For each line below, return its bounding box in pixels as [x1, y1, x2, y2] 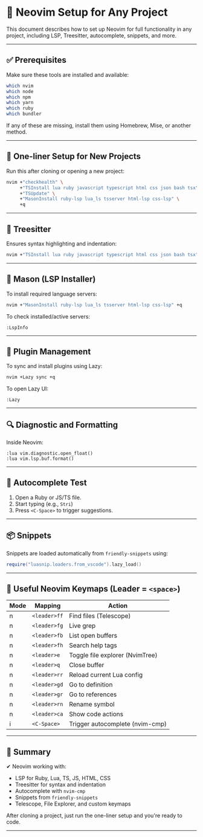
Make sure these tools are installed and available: [6, 71, 129, 78]
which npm [6, 94, 31, 100]
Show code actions [69, 710, 124, 719]
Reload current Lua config [69, 671, 143, 679]
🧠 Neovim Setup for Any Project [6, 5, 168, 19]
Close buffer [69, 661, 105, 670]
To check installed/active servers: [6, 312, 91, 320]
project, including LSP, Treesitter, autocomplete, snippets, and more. [6, 31, 177, 39]
